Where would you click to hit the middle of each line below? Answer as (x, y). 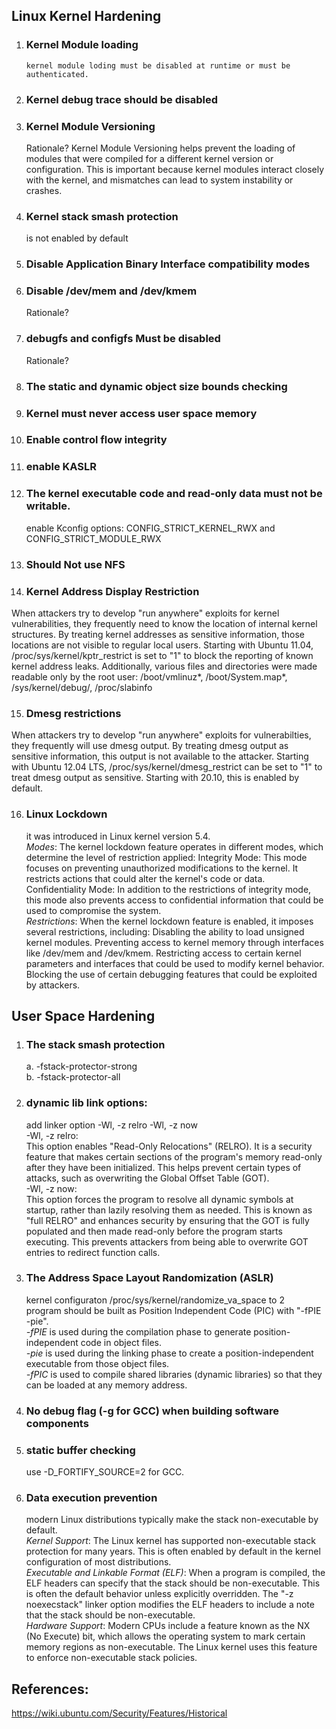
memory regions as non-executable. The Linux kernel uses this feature (171, 1647)
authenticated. (57, 74)
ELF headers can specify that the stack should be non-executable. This (173, 1583)
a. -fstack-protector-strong (81, 1066)
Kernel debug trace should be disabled (121, 99)
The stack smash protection (95, 1044)
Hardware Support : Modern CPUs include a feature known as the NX (168, 1626)
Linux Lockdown (66, 814)
